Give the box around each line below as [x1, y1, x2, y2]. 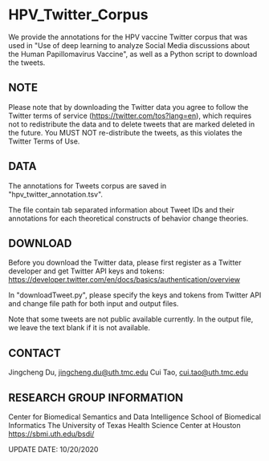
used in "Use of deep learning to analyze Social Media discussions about [8, 40, 251, 50]
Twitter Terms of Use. [8, 136, 80, 146]
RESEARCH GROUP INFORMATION [8, 390, 184, 404]
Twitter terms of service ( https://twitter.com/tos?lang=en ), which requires [8, 111, 252, 120]
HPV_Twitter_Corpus [8, 6, 149, 24]
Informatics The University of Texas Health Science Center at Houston [8, 421, 241, 430]
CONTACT [8, 346, 62, 360]
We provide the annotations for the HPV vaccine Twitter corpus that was [8, 32, 248, 42]
